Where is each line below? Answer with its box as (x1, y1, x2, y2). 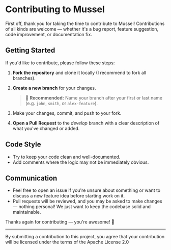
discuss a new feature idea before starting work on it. (12, 193, 125, 199)
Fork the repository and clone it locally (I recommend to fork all (12, 69, 147, 76)
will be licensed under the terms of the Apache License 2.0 (5, 239, 129, 245)
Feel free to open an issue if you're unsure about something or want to (12, 187, 161, 193)
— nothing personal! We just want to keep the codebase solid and (12, 204, 151, 210)
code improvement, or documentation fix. (5, 31, 93, 37)
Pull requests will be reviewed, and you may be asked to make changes (12, 198, 162, 205)
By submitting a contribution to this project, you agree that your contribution (5, 234, 165, 240)
